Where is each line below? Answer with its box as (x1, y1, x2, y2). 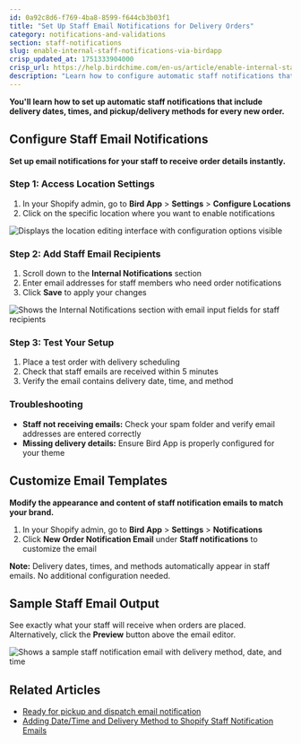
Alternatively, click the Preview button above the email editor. (9, 629, 236, 640)
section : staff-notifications (9, 38, 123, 48)
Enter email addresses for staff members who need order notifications (21, 277, 282, 288)
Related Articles (9, 682, 101, 697)
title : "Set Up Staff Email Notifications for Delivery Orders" (9, 22, 254, 31)
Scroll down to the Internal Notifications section (21, 268, 202, 279)
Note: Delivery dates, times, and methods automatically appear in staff (9, 560, 271, 571)
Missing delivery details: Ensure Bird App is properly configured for (21, 437, 275, 449)
